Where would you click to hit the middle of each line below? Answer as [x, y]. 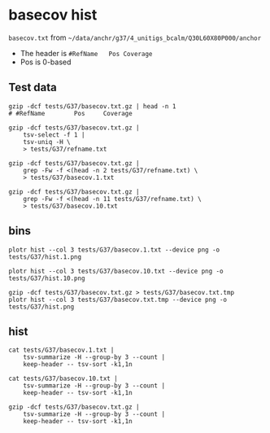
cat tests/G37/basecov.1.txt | [61, 350]
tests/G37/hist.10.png [47, 278]
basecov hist [53, 15]
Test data [33, 87]
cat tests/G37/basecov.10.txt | [63, 379]
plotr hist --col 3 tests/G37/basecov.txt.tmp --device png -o [118, 300]
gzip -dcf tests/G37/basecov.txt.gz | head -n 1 [92, 106]
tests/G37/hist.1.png [45, 257]
